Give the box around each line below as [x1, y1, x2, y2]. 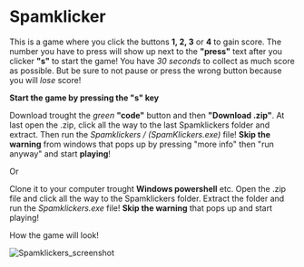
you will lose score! [9, 74, 82, 85]
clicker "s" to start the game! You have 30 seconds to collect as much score [9, 55, 295, 66]
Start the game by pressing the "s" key [9, 92, 160, 103]
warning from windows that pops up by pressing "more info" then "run [9, 138, 274, 149]
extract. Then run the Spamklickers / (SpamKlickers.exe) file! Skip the [9, 129, 270, 139]
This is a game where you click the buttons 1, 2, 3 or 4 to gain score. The [9, 36, 282, 47]
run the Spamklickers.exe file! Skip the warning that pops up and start [9, 202, 272, 214]
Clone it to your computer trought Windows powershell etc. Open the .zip [9, 183, 287, 194]
